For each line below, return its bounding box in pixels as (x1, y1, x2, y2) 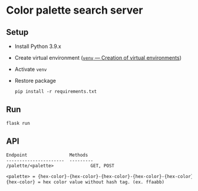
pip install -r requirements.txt (14, 89, 97, 95)
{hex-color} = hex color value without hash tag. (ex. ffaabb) (6, 179, 165, 185)
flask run (6, 120, 31, 126)
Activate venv (14, 66, 47, 73)
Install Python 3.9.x (14, 43, 62, 50)
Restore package (14, 77, 56, 84)
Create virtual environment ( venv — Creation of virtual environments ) (14, 54, 181, 61)
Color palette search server (6, 4, 143, 17)
